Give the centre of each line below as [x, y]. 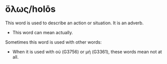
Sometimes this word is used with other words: [53, 42]
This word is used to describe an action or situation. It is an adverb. [74, 23]
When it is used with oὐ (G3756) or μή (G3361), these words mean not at [87, 52]
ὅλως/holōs [30, 9]
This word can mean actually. [43, 32]
